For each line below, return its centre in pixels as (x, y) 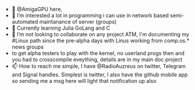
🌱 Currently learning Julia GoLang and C (61, 28)
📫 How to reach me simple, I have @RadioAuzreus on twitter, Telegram (99, 66)
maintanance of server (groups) (78, 22)
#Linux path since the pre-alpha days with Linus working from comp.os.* (100, 41)
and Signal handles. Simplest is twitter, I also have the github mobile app (100, 75)
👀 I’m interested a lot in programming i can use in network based (90, 15)
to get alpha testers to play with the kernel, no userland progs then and (98, 53)
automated (25, 22)
